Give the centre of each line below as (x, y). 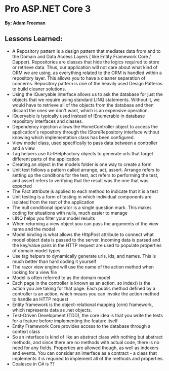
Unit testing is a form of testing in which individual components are (82, 196)
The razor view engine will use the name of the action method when (83, 266)
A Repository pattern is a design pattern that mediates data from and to (86, 51)
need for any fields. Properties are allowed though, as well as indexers (85, 348)
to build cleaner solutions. (39, 89)
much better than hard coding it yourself (54, 261)
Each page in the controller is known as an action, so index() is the (81, 283)
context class (26, 331)
